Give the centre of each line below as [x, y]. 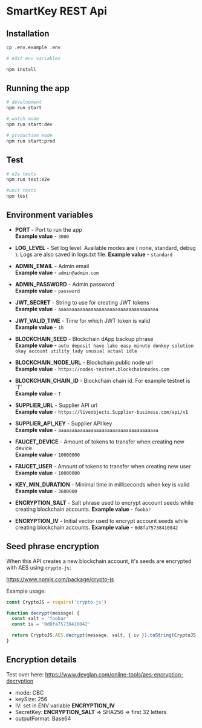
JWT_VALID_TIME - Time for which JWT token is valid [83, 320]
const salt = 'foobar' [40, 619]
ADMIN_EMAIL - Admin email [52, 266]
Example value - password [47, 291]
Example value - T [38, 393]
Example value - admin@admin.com [57, 272]
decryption [20, 681]
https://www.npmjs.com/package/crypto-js [60, 579]
